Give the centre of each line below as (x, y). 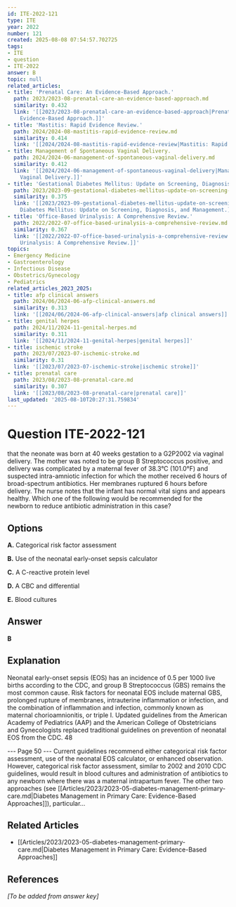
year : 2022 (23, 27)
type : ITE (22, 20)
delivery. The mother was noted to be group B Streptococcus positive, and (115, 461)
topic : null (25, 79)
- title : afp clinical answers (53, 295)
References (33, 879)
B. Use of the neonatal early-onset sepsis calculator (83, 559)
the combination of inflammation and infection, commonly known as (105, 707)
